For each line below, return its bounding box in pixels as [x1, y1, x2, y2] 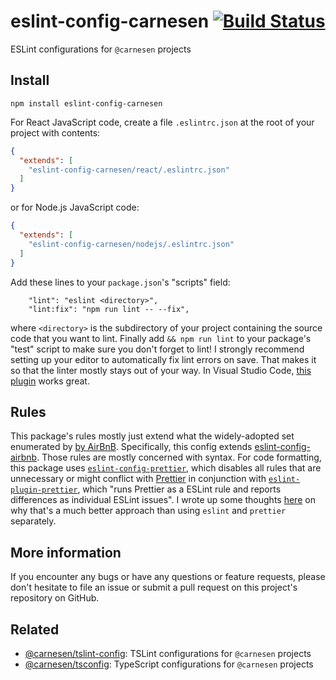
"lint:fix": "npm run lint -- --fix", [28, 304, 190, 314]
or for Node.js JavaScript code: [10, 201, 140, 214]
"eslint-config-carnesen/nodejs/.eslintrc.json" [28, 239, 235, 249]
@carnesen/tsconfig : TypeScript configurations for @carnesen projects [24, 658, 314, 670]
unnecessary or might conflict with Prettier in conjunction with [10, 473, 267, 485]
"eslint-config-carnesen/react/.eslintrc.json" [28, 165, 230, 175]
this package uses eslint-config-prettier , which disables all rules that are [10, 462, 322, 474]
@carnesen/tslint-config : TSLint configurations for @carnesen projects [24, 647, 312, 659]
